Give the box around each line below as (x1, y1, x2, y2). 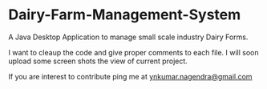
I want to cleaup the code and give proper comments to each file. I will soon (8, 47, 259, 57)
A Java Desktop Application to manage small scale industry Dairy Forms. (8, 32, 249, 42)
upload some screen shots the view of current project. (8, 56, 188, 66)
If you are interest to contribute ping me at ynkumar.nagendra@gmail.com (8, 71, 253, 81)
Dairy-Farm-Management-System (8, 6, 241, 24)
